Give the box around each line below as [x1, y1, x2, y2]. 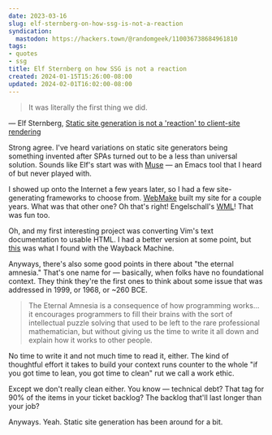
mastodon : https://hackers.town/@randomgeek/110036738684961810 [15, 34, 238, 43]
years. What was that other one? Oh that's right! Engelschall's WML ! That [8, 201, 253, 211]
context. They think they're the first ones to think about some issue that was [8, 276, 263, 285]
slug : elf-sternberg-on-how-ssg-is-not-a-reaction [8, 20, 183, 28]
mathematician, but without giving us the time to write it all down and [28, 326, 259, 336]
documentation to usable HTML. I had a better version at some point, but [8, 234, 252, 244]
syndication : [8, 27, 53, 35]
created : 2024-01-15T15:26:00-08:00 [8, 72, 132, 80]
